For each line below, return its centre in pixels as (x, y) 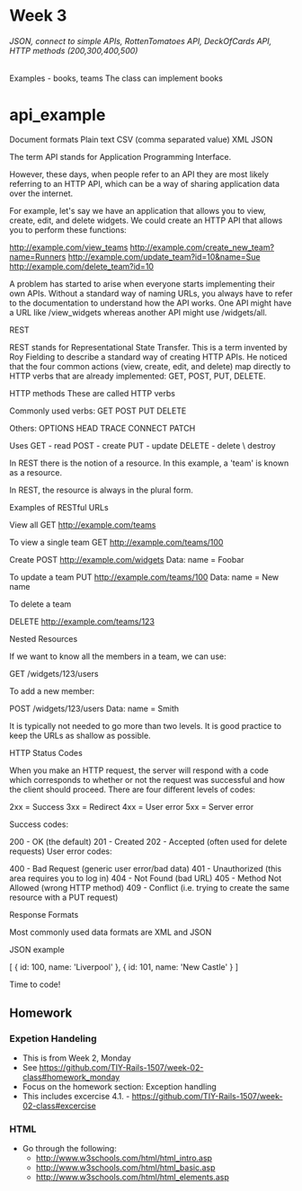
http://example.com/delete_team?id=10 (82, 267)
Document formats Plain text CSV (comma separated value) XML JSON (141, 139)
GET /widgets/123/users (54, 674)
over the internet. (41, 193)
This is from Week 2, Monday (77, 1058)
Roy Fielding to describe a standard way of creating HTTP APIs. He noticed (148, 357)
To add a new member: (52, 691)
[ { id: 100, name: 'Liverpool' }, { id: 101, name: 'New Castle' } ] (124, 967)
